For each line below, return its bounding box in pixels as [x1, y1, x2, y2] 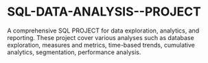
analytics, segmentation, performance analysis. [7, 48, 141, 56]
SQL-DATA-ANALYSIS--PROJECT [7, 4, 201, 20]
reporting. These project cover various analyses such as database [7, 33, 194, 41]
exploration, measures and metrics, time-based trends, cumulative [7, 41, 196, 49]
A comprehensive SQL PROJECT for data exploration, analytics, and [7, 26, 200, 35]
